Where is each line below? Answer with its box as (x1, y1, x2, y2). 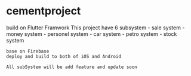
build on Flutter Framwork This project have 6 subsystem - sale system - (6, 24, 185, 31)
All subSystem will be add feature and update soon (6, 64, 137, 70)
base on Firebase (6, 48, 50, 54)
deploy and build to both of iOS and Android (6, 53, 121, 59)
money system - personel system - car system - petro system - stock (6, 30, 177, 37)
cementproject (6, 4, 81, 18)
